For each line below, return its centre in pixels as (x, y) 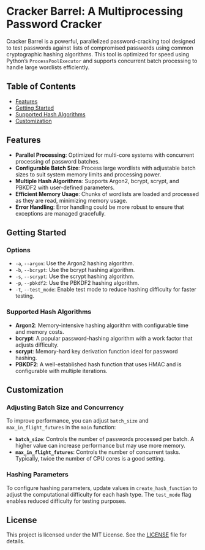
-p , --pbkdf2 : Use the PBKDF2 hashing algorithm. (77, 283)
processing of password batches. (57, 161)
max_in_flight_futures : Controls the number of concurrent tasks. (98, 452)
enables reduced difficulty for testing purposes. (66, 501)
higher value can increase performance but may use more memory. (100, 446)
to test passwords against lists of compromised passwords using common (100, 48)
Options (18, 250)
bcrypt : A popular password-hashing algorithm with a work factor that (104, 338)
